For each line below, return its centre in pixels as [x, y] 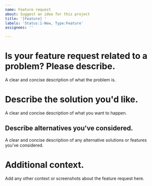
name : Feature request [28, 9]
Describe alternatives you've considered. [69, 128]
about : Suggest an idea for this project [48, 14]
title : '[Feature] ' [26, 19]
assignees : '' [19, 28]
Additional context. [44, 165]
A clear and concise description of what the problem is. [60, 80]
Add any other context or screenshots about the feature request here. [75, 178]
